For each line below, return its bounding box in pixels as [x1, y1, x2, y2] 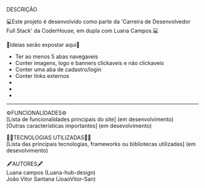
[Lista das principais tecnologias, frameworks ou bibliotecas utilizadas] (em [6, 141, 196, 147]
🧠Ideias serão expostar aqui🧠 [6, 41, 81, 48]
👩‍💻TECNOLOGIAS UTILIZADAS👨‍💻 [6, 134, 92, 141]
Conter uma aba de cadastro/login [15, 66, 102, 73]
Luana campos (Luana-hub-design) [6, 169, 96, 176]
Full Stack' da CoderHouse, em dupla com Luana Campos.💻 [6, 27, 159, 34]
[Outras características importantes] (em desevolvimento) [6, 122, 152, 129]
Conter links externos [15, 72, 70, 79]
